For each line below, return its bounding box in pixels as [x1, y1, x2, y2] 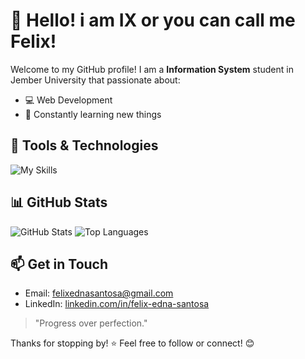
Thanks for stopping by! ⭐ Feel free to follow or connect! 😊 [10, 337, 255, 349]
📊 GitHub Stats [10, 194, 108, 211]
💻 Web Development [24, 94, 113, 106]
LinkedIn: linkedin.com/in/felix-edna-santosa [24, 298, 210, 310]
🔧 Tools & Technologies [10, 137, 159, 154]
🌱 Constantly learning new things [24, 108, 162, 120]
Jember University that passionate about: [10, 74, 181, 86]
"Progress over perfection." [34, 317, 148, 329]
